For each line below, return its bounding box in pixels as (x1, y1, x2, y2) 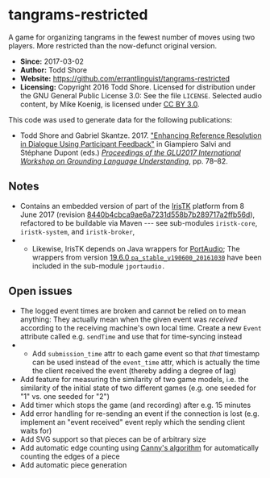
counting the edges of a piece (19, 451, 120, 461)
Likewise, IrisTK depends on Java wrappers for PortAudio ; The (31, 243, 240, 253)
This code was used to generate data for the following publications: (8, 114, 232, 124)
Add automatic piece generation (19, 459, 127, 469)
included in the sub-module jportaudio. (31, 260, 166, 271)
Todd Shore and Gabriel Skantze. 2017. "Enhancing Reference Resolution (19, 131, 262, 140)
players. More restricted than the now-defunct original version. (8, 40, 218, 50)
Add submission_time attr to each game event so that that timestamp (31, 348, 260, 358)
